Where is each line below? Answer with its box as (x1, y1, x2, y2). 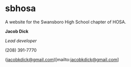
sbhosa (5, 3, 36, 14)
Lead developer (5, 37, 37, 44)
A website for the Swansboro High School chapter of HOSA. (5, 19, 127, 25)
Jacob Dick (5, 28, 28, 34)
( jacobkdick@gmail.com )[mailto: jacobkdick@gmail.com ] (5, 56, 119, 62)
